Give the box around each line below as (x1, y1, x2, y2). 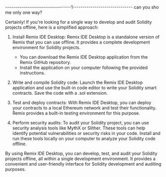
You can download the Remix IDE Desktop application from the (19, 54, 148, 60)
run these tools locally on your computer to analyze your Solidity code (12, 136, 156, 141)
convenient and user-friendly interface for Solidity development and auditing (5, 161, 162, 167)
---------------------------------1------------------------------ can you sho (5, 4, 159, 10)
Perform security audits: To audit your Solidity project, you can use (12, 120, 149, 125)
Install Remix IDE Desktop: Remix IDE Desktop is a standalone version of (12, 34, 160, 40)
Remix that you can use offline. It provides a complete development (12, 39, 150, 45)
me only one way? (5, 9, 43, 15)
